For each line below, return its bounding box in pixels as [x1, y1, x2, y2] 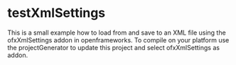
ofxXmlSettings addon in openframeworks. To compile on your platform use [7, 35, 230, 44]
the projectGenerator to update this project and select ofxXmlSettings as [7, 43, 220, 52]
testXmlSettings [7, 5, 106, 21]
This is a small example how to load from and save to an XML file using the [7, 28, 226, 37]
